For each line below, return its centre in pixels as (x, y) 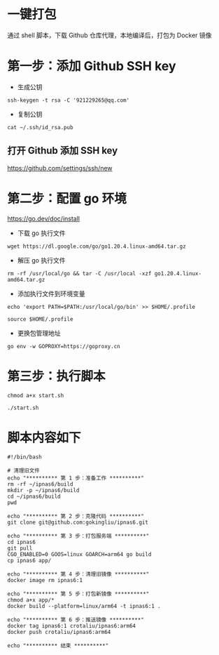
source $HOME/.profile (40, 319)
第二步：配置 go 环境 (67, 198)
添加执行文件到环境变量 (51, 293)
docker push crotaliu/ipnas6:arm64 (59, 632)
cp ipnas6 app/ (29, 560)
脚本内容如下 (44, 438)
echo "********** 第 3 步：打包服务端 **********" (78, 536)
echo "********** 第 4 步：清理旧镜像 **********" (78, 574)
